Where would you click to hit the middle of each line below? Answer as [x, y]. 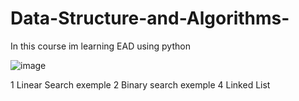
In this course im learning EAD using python [100, 46]
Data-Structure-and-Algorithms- [150, 18]
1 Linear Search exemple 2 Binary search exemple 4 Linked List [140, 84]
